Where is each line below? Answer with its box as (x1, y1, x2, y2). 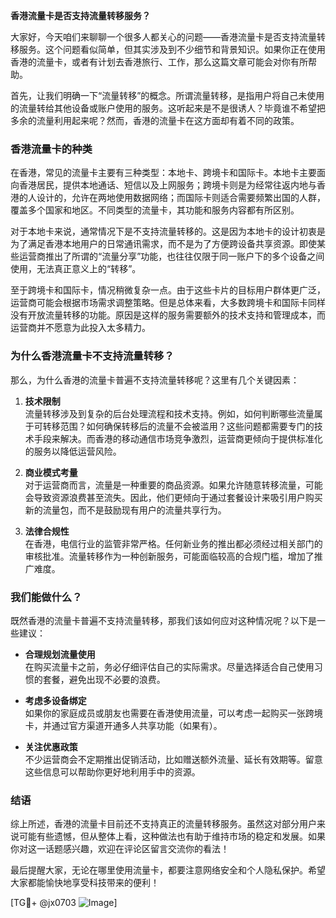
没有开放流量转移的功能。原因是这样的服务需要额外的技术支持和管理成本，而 (10, 309, 326, 321)
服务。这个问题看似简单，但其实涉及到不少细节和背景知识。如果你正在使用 (18, 44, 326, 55)
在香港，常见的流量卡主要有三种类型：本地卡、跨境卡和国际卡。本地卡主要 (10, 167, 317, 179)
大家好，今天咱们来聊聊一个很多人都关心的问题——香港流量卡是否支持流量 (10, 31, 317, 43)
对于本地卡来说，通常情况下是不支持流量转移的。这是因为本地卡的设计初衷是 (10, 225, 326, 238)
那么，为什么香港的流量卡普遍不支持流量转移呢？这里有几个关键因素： (10, 374, 300, 386)
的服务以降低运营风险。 (24, 445, 122, 457)
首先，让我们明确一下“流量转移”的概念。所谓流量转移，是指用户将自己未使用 (10, 90, 325, 101)
